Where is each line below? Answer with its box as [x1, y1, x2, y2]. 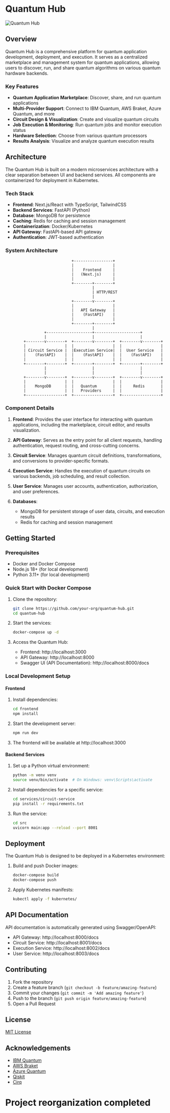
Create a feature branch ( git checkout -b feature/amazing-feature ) [12, 984, 157, 990]
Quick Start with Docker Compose [5, 584, 92, 592]
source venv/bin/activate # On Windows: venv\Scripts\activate [12, 778, 153, 783]
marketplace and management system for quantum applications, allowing [5, 59, 160, 65]
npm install [12, 711, 38, 716]
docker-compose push [12, 877, 57, 882]
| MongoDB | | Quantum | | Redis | [23, 384, 163, 389]
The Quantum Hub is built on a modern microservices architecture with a [5, 166, 158, 172]
